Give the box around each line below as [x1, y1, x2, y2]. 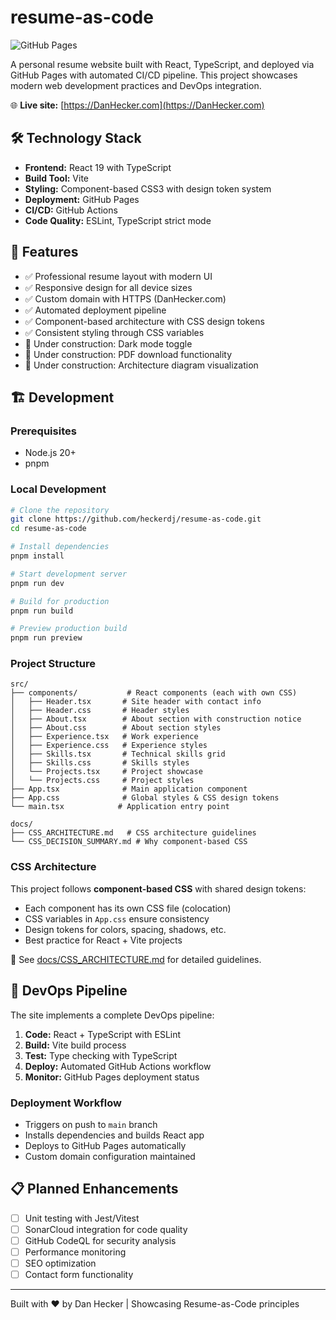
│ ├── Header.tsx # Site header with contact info [10, 697, 262, 707]
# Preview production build [10, 624, 128, 634]
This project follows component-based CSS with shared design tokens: [10, 882, 307, 895]
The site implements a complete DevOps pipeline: [10, 1009, 215, 1021]
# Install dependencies [10, 542, 110, 552]
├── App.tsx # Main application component [10, 784, 248, 795]
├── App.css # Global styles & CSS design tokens [10, 793, 280, 803]
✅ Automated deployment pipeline [24, 304, 167, 316]
